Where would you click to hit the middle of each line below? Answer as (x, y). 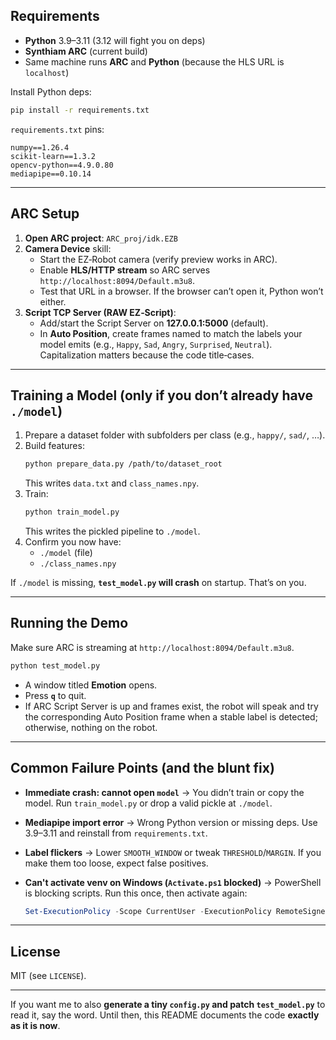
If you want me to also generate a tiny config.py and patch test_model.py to (168, 1005)
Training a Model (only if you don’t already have (162, 395)
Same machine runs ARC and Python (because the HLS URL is (154, 61)
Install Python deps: (51, 91)
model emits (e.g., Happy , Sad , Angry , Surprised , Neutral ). (156, 344)
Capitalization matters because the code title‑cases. (147, 355)
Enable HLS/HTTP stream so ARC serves (125, 270)
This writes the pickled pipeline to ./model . (112, 531)
